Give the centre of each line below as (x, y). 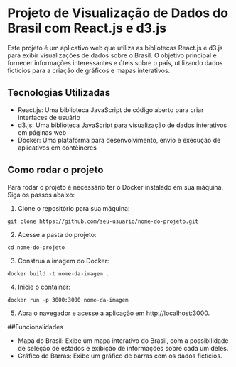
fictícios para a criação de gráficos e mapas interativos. (89, 70)
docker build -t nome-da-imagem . (59, 274)
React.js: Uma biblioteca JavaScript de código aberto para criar (111, 110)
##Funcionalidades (36, 327)
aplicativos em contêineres (57, 148)
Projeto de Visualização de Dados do (118, 13)
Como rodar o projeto (55, 170)
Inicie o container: (44, 287)
